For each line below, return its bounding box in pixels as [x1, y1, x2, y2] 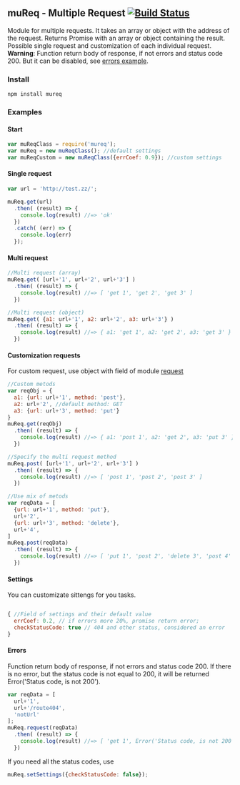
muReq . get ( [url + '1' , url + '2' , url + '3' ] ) [7, 276, 136, 283]
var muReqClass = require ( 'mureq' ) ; [7, 141, 116, 148]
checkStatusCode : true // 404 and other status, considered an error [14, 623, 225, 631]
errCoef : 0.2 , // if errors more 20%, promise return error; [14, 618, 200, 625]
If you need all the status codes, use [7, 757, 114, 766]
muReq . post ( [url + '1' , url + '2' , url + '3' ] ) [7, 460, 139, 467]
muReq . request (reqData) [7, 724, 79, 731]
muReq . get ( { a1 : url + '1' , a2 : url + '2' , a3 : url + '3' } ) [7, 315, 174, 322]
